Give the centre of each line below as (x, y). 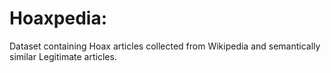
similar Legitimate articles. (63, 56)
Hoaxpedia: (58, 18)
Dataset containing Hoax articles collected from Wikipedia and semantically (165, 46)
